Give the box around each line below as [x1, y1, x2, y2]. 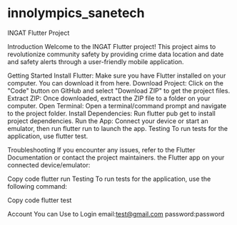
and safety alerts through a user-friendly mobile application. [7, 57, 184, 66]
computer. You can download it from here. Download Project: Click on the [7, 78, 223, 87]
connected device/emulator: [7, 160, 91, 169]
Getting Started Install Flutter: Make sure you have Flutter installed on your [7, 71, 226, 80]
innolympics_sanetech [7, 5, 145, 21]
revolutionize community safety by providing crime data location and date [7, 50, 224, 58]
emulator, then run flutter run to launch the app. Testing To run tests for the [7, 124, 228, 132]
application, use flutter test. [7, 132, 89, 140]
